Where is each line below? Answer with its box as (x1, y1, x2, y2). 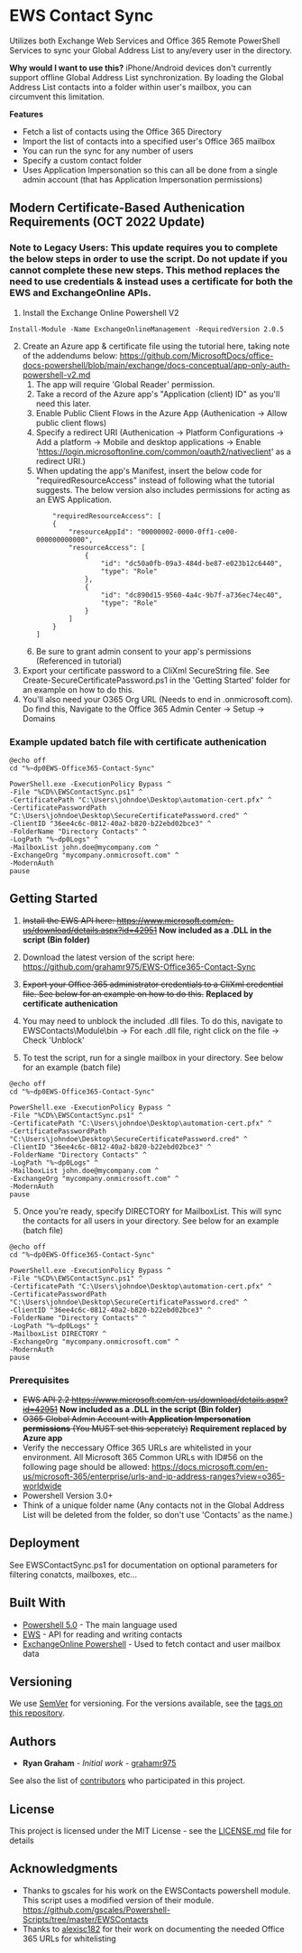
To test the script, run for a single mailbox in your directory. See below (22, 1052, 284, 1063)
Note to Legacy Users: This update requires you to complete (9, 241, 278, 254)
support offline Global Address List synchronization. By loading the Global (9, 71, 284, 82)
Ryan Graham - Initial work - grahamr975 (22, 1758, 177, 1769)
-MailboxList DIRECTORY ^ (9, 1329, 106, 1338)
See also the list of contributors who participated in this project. (9, 1775, 246, 1786)
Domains (22, 712, 56, 723)
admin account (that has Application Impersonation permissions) (22, 173, 263, 185)
